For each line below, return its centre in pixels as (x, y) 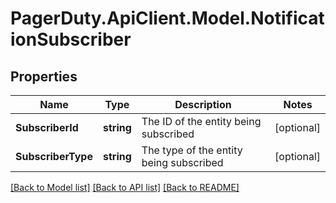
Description (203, 104)
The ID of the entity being (201, 121)
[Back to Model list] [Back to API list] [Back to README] (125, 187)
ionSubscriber (71, 39)
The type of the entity (192, 150)
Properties (44, 76)
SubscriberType (54, 156)
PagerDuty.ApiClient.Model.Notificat (167, 18)
